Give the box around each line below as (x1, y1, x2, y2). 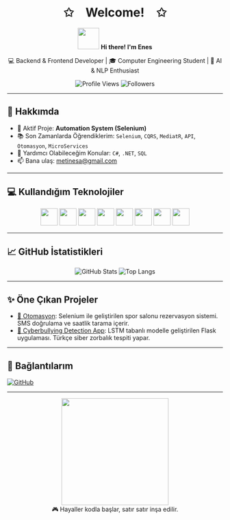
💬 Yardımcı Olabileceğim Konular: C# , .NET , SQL (16, 148, 147, 157)
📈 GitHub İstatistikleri (7, 246, 103, 257)
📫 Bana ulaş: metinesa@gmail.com (16, 156, 118, 165)
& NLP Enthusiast (90, 66, 140, 75)
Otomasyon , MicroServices (16, 142, 89, 150)
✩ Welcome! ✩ (63, 5, 167, 21)
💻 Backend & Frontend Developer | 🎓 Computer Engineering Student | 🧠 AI (8, 56, 222, 64)
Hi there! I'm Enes (101, 42, 153, 51)
